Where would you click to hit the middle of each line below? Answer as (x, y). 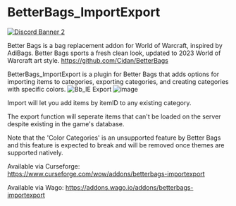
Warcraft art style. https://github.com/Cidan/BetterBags (88, 60)
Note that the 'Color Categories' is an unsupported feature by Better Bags (114, 138)
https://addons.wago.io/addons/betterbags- (130, 187)
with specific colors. (37, 89)
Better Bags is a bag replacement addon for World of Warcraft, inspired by (115, 45)
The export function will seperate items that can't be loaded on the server (114, 116)
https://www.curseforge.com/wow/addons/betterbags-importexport (106, 174)
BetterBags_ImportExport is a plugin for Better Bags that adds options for (113, 74)
